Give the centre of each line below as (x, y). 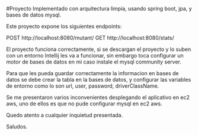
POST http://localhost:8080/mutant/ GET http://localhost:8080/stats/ (90, 38)
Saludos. (17, 126)
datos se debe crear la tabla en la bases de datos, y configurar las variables (99, 80)
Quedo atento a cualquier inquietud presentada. (65, 115)
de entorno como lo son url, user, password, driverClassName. (83, 86)
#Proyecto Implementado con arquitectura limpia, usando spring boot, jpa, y (99, 9)
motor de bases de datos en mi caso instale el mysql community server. (94, 62)
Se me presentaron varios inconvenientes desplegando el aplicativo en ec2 (98, 97)
